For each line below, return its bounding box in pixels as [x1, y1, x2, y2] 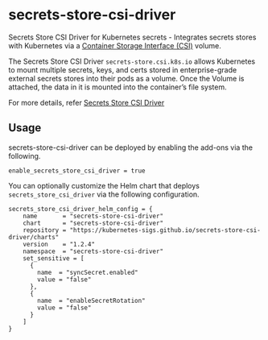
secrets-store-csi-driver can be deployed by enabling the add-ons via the [8, 143, 254, 152]
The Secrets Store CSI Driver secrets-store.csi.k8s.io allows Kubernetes [8, 56, 256, 66]
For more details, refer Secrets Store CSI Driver [8, 97, 165, 107]
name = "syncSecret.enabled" [37, 268, 138, 276]
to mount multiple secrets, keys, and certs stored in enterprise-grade [8, 64, 237, 74]
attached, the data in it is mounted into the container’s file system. [8, 82, 227, 92]
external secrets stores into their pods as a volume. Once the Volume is [8, 73, 245, 83]
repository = [23, 226, 67, 234]
